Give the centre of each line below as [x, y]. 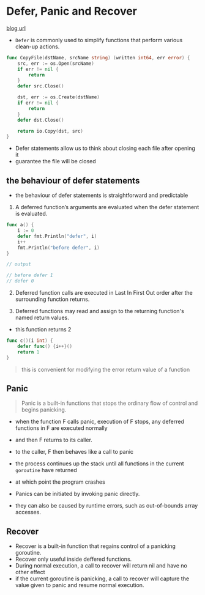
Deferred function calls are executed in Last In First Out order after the [104, 293]
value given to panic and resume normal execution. [80, 585]
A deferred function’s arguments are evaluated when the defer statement [107, 207]
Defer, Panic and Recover [72, 11]
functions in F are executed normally [61, 428]
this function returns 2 [43, 329]
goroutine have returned [46, 470]
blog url [16, 28]
